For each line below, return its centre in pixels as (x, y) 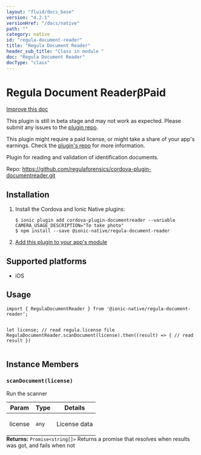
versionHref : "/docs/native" (43, 23)
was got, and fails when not (41, 445)
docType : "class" (28, 62)
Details (75, 408)
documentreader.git (31, 176)
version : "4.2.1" (28, 18)
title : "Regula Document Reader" (48, 46)
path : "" (17, 29)
